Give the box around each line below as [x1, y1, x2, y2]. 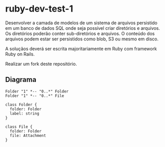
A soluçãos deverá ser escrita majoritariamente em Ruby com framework [5, 45, 157, 52]
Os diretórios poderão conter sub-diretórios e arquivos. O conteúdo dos [5, 30, 155, 36]
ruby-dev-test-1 [5, 3, 73, 15]
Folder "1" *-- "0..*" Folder [5, 89, 69, 94]
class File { [5, 124, 33, 129]
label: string [10, 111, 39, 116]
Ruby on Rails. [5, 51, 35, 57]
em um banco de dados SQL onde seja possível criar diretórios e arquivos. [5, 25, 160, 31]
